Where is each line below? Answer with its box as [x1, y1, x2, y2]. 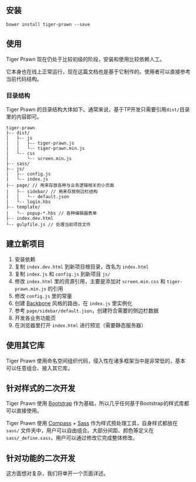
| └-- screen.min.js [6, 155, 72, 161]
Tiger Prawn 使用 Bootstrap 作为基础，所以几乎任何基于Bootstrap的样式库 [6, 400, 184, 407]
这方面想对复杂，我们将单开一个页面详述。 [6, 470, 109, 477]
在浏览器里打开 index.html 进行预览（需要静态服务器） [14, 321, 147, 328]
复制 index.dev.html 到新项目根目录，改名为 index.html [14, 263, 149, 270]
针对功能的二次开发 [6, 453, 75, 463]
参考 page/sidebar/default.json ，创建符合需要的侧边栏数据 [14, 307, 159, 314]
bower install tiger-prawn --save [6, 21, 91, 28]
